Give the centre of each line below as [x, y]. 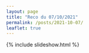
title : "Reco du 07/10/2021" [42, 17]
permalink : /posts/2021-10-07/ [45, 22]
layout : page [22, 11]
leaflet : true [24, 28]
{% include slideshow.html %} [43, 45]
